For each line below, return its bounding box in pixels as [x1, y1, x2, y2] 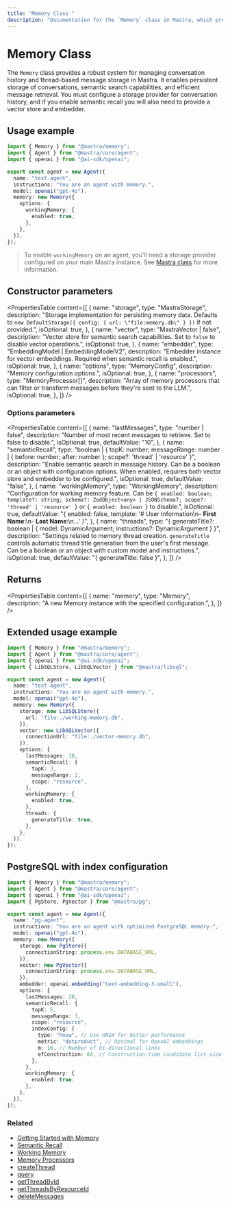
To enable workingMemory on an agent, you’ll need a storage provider [23, 251, 217, 259]
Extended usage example [7, 626, 118, 638]
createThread [16, 1162, 55, 1171]
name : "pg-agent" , [13, 917, 66, 924]
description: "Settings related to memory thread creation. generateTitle [7, 532, 210, 540]
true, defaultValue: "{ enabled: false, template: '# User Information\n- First [7, 510, 217, 518]
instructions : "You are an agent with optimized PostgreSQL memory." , [13, 924, 219, 930]
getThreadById [16, 1177, 60, 1186]
